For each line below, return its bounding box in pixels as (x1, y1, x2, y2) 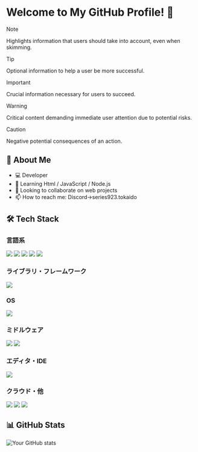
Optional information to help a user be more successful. (6, 67, 145, 74)
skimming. (6, 44, 32, 51)
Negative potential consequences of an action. (6, 137, 123, 145)
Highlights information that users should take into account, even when (6, 37, 180, 44)
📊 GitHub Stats (6, 420, 65, 430)
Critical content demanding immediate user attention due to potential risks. (6, 114, 192, 121)
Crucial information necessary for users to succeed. (6, 90, 136, 97)
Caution (6, 125, 26, 133)
